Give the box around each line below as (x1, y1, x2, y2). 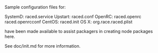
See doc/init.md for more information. (4, 43, 80, 49)
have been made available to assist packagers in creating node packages (4, 28, 153, 34)
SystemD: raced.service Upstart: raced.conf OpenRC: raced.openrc (4, 14, 142, 19)
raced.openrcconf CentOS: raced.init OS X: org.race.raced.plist (4, 19, 133, 25)
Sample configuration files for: (4, 4, 66, 10)
